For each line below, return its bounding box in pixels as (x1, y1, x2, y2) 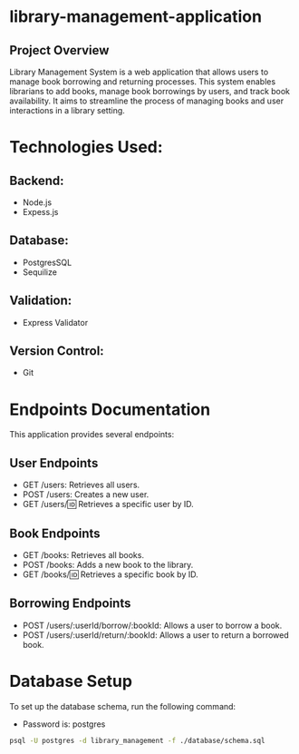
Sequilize (22, 266, 57, 278)
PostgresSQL (22, 257, 72, 268)
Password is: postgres (22, 719, 106, 730)
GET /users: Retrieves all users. (22, 479, 140, 491)
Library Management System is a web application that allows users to (9, 66, 269, 77)
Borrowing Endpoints (9, 596, 131, 612)
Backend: (9, 172, 64, 188)
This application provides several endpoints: (9, 429, 175, 440)
